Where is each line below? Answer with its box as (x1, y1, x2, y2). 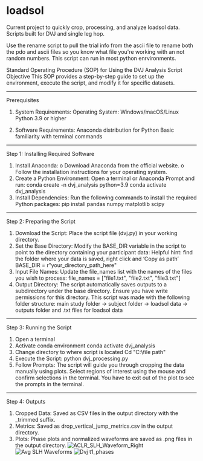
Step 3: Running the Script (6, 324, 72, 331)
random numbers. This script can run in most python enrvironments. (6, 54, 176, 62)
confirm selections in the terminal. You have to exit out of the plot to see (14, 374, 195, 381)
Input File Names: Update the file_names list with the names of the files (14, 268, 192, 275)
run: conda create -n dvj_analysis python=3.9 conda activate (14, 181, 167, 188)
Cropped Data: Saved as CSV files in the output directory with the (14, 409, 179, 417)
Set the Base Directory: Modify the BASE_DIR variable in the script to (14, 242, 186, 250)
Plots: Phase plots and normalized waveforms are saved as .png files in (14, 435, 193, 442)
